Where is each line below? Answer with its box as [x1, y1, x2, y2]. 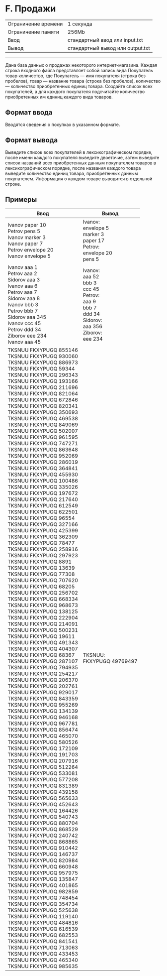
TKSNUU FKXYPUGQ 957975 [7, 869, 79, 876]
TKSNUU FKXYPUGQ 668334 [7, 596, 79, 603]
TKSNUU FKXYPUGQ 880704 [7, 820, 79, 827]
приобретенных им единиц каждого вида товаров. [5, 94, 113, 100]
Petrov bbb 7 [7, 307, 38, 314]
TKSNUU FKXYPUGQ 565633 [7, 795, 79, 802]
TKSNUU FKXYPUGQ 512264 [7, 764, 79, 771]
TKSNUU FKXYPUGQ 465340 [7, 957, 79, 964]
